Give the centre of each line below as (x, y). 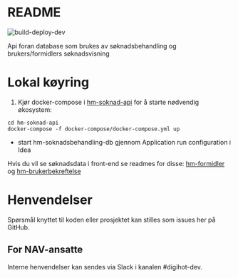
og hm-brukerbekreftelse (44, 171)
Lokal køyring (48, 82)
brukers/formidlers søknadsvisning (59, 53)
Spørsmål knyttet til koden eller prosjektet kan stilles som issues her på (112, 220)
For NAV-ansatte (45, 250)
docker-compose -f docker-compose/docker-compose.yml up (94, 129)
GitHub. (19, 227)
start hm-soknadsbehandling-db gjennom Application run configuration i (124, 142)
